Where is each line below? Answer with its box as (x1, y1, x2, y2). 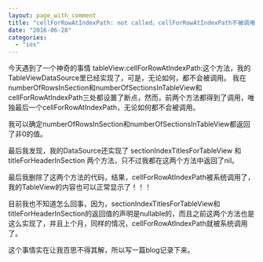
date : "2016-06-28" (8, 26, 72, 34)
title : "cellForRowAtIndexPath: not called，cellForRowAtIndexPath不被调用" (8, 19, 259, 27)
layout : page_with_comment (8, 11, 97, 20)
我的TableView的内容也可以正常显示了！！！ (8, 183, 152, 192)
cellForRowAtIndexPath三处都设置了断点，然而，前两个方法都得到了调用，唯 (8, 93, 255, 102)
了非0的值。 (8, 129, 47, 138)
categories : (8, 33, 47, 42)
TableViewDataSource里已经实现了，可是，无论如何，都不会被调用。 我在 (8, 73, 247, 83)
